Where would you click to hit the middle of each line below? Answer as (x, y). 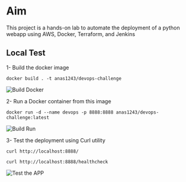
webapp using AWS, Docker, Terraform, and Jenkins (71, 34)
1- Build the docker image (38, 67)
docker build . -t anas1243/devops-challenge (64, 78)
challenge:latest (28, 117)
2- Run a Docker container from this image (59, 101)
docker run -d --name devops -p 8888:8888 (60, 112)
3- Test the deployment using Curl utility (56, 140)
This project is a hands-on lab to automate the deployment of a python (93, 28)
